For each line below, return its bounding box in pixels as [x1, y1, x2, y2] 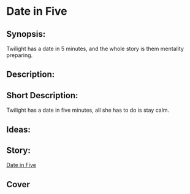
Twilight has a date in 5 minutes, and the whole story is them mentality [6, 45, 184, 52]
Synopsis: [6, 29, 46, 39]
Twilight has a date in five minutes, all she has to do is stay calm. [6, 106, 170, 114]
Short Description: [6, 90, 78, 101]
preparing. [6, 52, 33, 59]
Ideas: [6, 124, 31, 134]
